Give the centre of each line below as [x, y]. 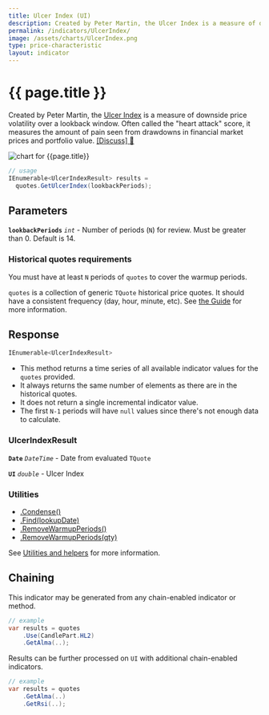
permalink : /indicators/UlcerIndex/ [69, 30]
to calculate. [40, 420]
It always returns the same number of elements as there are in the [128, 385]
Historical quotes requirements [70, 259]
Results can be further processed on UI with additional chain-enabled [123, 658]
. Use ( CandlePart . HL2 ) [58, 636]
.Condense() [40, 511]
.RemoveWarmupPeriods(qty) [68, 537]
